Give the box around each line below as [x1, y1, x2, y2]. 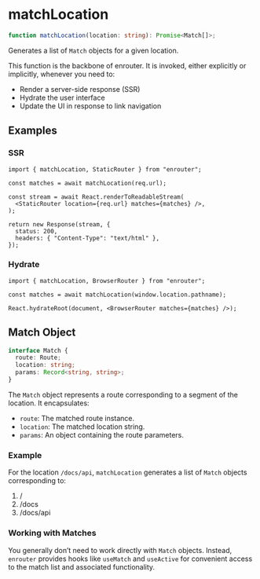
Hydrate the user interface [19, 93, 105, 102]
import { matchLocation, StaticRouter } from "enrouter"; [8, 165, 202, 174]
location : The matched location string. [19, 422, 145, 431]
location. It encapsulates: [8, 398, 90, 408]
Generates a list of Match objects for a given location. [8, 46, 179, 55]
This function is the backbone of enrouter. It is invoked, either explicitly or [8, 60, 247, 70]
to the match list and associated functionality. [8, 562, 156, 571]
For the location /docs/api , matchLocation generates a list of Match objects [8, 467, 247, 477]
